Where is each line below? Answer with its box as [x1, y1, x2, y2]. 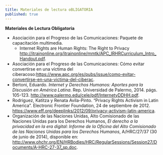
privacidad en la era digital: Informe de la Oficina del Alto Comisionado [12, 123, 157, 129]
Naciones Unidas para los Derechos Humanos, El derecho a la [12, 118, 138, 124]
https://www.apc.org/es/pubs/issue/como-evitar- [36, 71, 136, 77]
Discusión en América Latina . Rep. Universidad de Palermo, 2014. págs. [12, 87, 158, 93]
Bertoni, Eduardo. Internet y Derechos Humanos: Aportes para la [12, 81, 143, 87]
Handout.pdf [19, 55, 45, 61]
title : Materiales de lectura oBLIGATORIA [5, 7, 93, 12]
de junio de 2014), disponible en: [12, 133, 78, 140]
